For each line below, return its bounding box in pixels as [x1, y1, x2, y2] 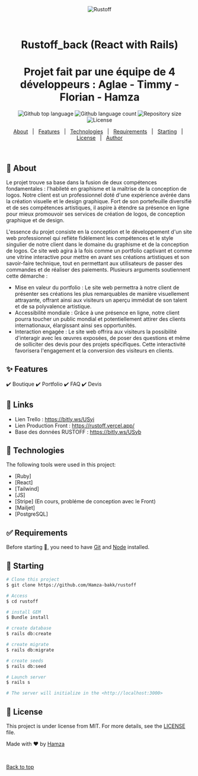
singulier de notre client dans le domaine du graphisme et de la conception [6, 241, 189, 248]
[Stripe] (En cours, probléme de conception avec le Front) [14, 498, 156, 505]
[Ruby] [14, 472, 31, 480]
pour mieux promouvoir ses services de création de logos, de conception [6, 210, 186, 217]
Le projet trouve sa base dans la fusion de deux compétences [6, 178, 157, 186]
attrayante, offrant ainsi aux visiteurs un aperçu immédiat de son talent [14, 296, 188, 304]
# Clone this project [6, 576, 60, 582]
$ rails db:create [6, 631, 52, 637]
